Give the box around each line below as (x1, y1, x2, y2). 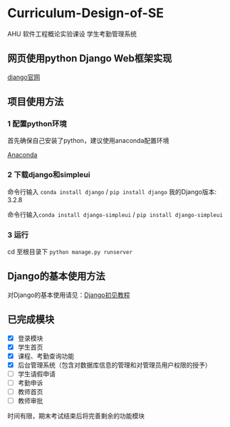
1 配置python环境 (7, 119, 67, 129)
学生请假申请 (17, 369, 56, 378)
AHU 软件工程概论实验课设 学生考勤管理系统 (7, 29, 137, 38)
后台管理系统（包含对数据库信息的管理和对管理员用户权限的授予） (17, 361, 211, 369)
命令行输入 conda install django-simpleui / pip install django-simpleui (7, 210, 223, 218)
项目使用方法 (7, 96, 64, 108)
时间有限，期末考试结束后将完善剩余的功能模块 (7, 412, 145, 421)
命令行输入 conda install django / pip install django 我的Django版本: (7, 187, 217, 196)
